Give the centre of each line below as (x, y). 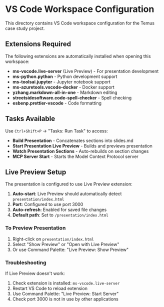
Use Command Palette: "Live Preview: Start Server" (65, 293)
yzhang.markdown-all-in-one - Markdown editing (65, 92)
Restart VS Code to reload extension (50, 288)
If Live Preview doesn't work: (35, 273)
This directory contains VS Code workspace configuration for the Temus (80, 23)
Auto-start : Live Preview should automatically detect (67, 194)
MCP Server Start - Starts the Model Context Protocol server (75, 156)
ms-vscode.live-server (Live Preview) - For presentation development (85, 71)
